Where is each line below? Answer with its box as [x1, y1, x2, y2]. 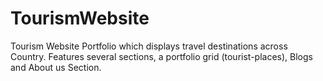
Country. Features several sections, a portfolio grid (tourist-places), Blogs [10, 50, 313, 62]
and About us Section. [10, 61, 102, 73]
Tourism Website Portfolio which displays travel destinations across [10, 40, 288, 52]
